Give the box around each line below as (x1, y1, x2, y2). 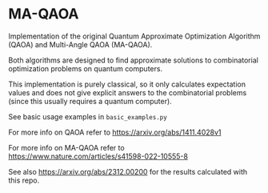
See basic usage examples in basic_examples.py (8, 111, 168, 121)
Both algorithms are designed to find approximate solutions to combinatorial (8, 55, 258, 65)
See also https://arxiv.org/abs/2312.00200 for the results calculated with (8, 167, 248, 176)
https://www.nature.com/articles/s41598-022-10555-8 (8, 151, 188, 161)
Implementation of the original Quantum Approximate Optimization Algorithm (8, 31, 261, 41)
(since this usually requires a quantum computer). (8, 96, 172, 106)
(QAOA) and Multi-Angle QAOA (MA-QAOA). (8, 39, 153, 49)
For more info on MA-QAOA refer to (8, 143, 126, 152)
